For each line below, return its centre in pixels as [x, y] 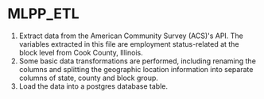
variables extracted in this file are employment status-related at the [129, 44]
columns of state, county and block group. [88, 78]
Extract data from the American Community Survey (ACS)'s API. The [131, 36]
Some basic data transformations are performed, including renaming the [137, 61]
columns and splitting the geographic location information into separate [136, 69]
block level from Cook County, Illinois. [81, 52]
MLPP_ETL [44, 14]
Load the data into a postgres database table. [93, 86]
